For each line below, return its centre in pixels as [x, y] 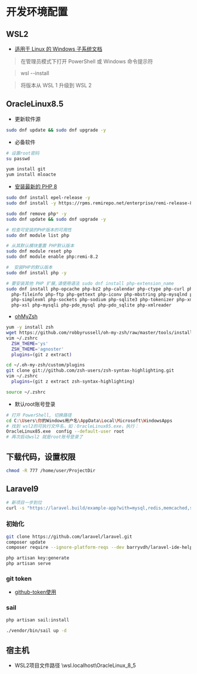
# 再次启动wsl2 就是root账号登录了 [45, 437]
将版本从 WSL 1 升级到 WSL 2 [56, 85]
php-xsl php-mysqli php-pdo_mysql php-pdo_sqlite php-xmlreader [91, 305]
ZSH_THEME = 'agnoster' [38, 349]
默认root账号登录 [35, 404]
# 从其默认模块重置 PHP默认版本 [40, 246]
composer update [26, 542]
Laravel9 [23, 489]
